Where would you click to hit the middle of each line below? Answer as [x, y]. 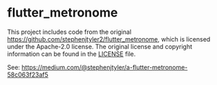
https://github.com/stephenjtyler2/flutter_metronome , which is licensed [109, 39]
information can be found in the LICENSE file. [72, 54]
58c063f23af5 [28, 75]
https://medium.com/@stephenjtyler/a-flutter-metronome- [105, 67]
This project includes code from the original [69, 32]
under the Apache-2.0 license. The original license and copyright [100, 46]
